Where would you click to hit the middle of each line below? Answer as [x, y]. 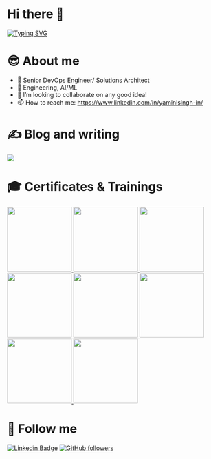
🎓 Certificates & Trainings [85, 187]
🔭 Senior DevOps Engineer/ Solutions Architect [83, 80]
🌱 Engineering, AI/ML [47, 87]
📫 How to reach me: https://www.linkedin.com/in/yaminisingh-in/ [110, 102]
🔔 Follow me [42, 428]
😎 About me [44, 61]
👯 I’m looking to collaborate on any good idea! [82, 94]
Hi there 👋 [35, 14]
